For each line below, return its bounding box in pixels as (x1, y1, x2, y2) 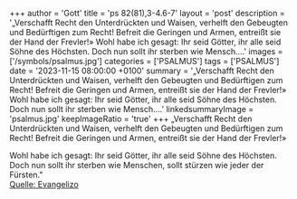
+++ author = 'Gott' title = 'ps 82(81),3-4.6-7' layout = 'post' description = (9, 8, 285, 18)
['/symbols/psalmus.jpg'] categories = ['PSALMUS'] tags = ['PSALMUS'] (9, 56, 280, 66)
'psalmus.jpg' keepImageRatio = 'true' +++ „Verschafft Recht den (9, 113, 253, 124)
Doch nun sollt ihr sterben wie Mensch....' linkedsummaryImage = (9, 104, 254, 114)
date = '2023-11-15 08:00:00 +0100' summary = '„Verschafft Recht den (9, 65, 274, 76)
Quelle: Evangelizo (9, 179, 79, 189)
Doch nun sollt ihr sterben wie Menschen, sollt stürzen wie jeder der (9, 160, 264, 170)
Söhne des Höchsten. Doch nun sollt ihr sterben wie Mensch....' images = (9, 46, 283, 57)
